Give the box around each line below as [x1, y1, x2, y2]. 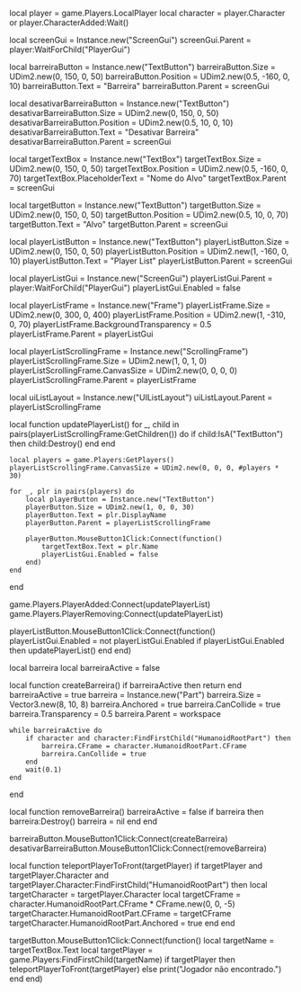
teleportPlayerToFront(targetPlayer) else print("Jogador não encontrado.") [9, 964, 282, 974]
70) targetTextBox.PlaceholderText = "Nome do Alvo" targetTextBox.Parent [9, 173, 287, 183]
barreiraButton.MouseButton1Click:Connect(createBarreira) [9, 834, 228, 844]
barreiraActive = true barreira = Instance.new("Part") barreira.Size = [9, 690, 262, 700]
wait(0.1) [25, 765, 63, 774]
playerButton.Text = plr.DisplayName [25, 511, 167, 520]
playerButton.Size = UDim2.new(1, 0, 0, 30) [25, 503, 195, 512]
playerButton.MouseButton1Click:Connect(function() [25, 534, 223, 543]
